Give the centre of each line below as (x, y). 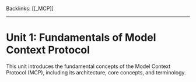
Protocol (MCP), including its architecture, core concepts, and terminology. (96, 72)
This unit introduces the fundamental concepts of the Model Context (88, 66)
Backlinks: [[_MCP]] (30, 8)
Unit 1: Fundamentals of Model (81, 38)
